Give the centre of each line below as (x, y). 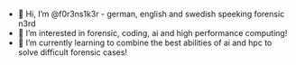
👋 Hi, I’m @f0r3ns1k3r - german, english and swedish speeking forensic (151, 14)
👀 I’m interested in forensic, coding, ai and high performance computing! (153, 33)
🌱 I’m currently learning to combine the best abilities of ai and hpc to (145, 42)
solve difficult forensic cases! (73, 52)
